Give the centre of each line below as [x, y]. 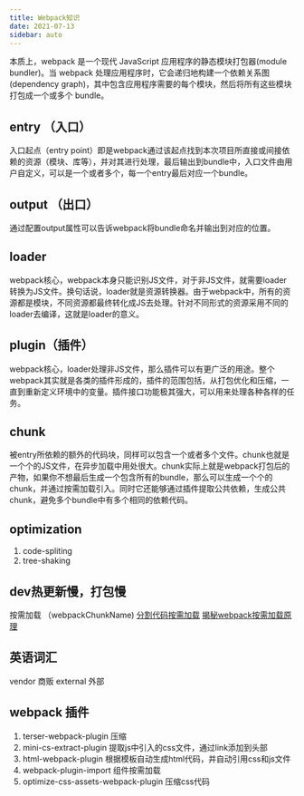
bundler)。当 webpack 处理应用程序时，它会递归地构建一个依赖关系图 [139, 73]
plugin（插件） [52, 345]
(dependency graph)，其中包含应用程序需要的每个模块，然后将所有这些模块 [151, 84]
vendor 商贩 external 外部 [57, 681]
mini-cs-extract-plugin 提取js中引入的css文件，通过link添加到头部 [145, 747]
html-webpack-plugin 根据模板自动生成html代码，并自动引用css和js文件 [157, 759]
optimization [46, 529]
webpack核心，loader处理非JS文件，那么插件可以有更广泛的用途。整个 [142, 369]
